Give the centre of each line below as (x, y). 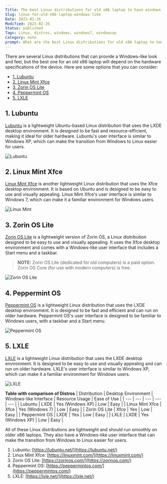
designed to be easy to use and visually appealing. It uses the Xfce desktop (83, 242)
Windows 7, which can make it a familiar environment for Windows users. (80, 200)
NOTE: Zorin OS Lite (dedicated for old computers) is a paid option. (86, 262)
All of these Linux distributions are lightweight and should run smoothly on (81, 429)
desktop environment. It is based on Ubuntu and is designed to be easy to (81, 189)
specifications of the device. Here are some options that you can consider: (82, 67)
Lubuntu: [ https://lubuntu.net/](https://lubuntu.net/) (65, 450)
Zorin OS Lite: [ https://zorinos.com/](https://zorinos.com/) (72, 460)
